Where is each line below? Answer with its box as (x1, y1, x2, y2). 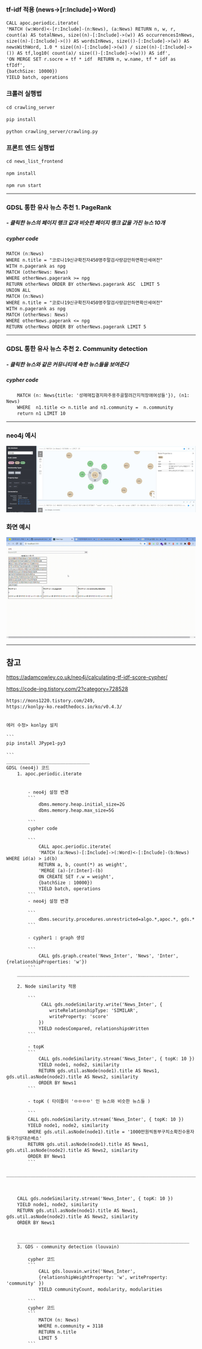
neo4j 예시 (6, 431, 37, 440)
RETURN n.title (38, 1328, 77, 1335)
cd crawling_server (6, 104, 55, 110)
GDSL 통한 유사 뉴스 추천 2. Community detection (6, 345, 148, 353)
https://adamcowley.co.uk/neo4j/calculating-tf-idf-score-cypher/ (6, 674, 168, 681)
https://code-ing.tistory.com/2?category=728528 (6, 685, 129, 692)
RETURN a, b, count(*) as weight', (38, 861, 128, 868)
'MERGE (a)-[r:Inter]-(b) (38, 867, 103, 874)
